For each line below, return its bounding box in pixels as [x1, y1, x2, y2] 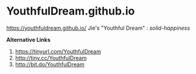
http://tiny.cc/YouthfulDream [15, 54, 87, 61]
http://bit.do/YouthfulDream [15, 61, 85, 68]
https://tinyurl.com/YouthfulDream [15, 47, 102, 55]
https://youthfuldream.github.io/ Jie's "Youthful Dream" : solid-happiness [6, 24, 191, 32]
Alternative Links [6, 36, 51, 43]
